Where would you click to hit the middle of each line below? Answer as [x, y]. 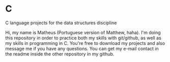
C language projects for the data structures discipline [61, 23]
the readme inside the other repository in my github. [60, 54]
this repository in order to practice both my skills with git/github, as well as [83, 38]
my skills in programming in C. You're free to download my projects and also [85, 43]
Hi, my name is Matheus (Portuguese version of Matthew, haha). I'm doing [83, 32]
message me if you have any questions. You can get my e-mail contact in [82, 48]
